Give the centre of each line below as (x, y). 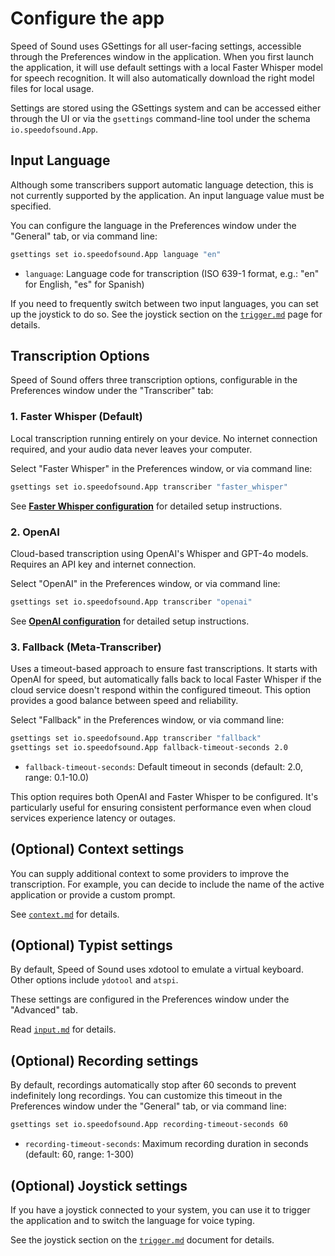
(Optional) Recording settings (104, 1060)
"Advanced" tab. (44, 1010)
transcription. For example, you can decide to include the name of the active (167, 884)
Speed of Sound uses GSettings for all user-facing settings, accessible (156, 46)
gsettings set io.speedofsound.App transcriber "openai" (131, 602)
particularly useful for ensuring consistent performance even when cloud (161, 807)
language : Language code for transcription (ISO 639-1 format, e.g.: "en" (172, 273)
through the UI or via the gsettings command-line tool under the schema (160, 118)
